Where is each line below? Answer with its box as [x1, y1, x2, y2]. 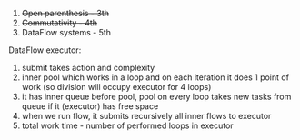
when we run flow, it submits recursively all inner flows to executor [21, 111, 272, 121]
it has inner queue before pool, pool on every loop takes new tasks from [21, 91, 292, 102]
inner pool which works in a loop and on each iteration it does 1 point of [21, 72, 290, 83]
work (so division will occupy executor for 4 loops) [21, 82, 212, 92]
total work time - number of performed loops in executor [21, 120, 234, 131]
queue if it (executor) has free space [21, 101, 159, 112]
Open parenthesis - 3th [21, 8, 110, 18]
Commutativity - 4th [21, 17, 97, 28]
